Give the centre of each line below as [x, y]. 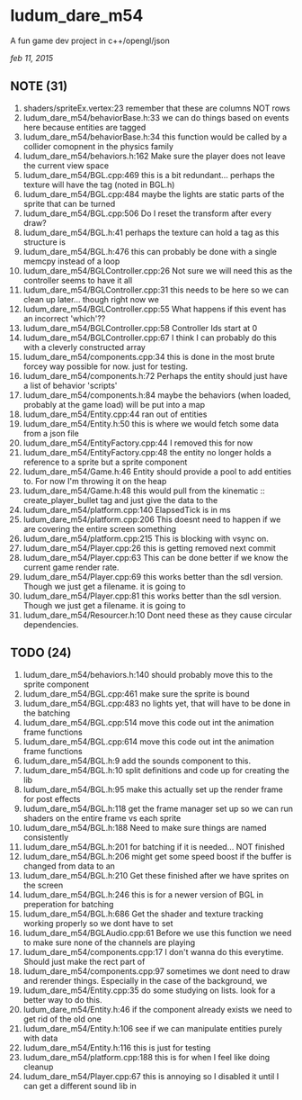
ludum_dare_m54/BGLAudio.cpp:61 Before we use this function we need [157, 933]
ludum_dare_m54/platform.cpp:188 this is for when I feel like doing [147, 1057]
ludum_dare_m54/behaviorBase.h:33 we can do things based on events [156, 117]
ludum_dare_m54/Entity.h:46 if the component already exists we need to [158, 1009]
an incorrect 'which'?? [64, 318]
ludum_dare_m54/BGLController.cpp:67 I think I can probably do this [150, 338]
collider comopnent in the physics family [98, 146]
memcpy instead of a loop [71, 261]
